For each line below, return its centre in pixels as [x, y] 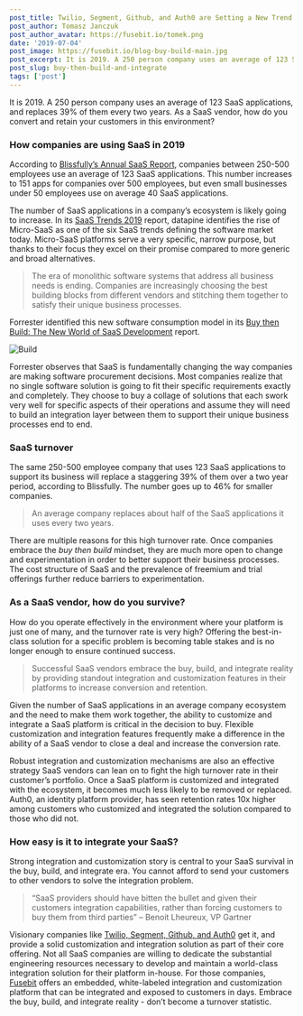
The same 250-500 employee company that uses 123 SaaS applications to [147, 467]
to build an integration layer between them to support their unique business [149, 415]
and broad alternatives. [52, 259]
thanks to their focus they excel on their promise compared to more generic [150, 249]
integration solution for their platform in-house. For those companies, [138, 973]
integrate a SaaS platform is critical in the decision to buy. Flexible [132, 724]
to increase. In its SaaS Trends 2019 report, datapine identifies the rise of [145, 220]
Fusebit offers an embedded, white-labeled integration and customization [146, 982]
